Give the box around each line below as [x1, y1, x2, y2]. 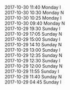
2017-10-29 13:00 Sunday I [5, 47, 61, 53]
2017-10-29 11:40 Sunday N [5, 74, 62, 79]
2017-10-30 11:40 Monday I [5, 5, 61, 10]
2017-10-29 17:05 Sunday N [5, 31, 62, 37]
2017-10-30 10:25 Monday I [5, 15, 62, 21]
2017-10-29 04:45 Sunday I [5, 79, 61, 85]
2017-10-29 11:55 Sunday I [5, 68, 59, 74]
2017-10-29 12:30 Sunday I [5, 58, 61, 63]
